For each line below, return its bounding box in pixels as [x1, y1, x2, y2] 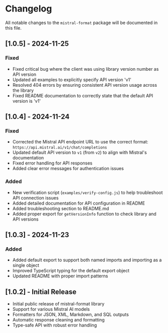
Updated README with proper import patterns [12, 273, 108, 279]
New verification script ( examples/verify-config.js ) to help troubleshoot [12, 189, 163, 196]
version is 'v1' [12, 98, 41, 104]
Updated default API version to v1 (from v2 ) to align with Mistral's [12, 149, 147, 155]
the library [12, 87, 34, 93]
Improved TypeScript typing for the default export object [12, 268, 129, 274]
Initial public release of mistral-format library [12, 301, 104, 307]
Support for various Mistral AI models [12, 306, 90, 312]
